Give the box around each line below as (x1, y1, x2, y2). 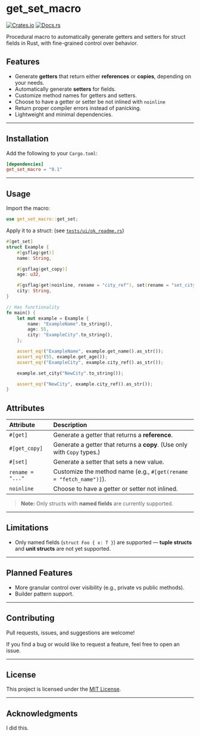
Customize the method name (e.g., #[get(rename (53, 468, 188, 476)
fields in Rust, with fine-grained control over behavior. (6, 39, 138, 47)
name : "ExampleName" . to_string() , (27, 321, 113, 327)
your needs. (14, 79, 45, 86)
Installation (6, 134, 49, 144)
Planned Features (6, 568, 73, 578)
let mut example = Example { (17, 315, 89, 321)
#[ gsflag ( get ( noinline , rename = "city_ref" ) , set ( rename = (17, 283, 169, 289)
